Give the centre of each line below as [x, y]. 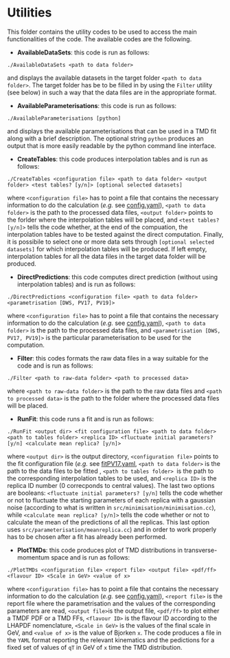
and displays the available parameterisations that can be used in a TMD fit [112, 131]
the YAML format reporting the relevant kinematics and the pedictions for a [111, 640]
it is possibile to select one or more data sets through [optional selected [111, 242]
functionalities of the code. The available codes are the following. [100, 39]
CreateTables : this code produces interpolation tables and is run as [112, 159]
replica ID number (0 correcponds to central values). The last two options [111, 485]
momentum [33, 557]
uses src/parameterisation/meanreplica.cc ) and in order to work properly [112, 529]
